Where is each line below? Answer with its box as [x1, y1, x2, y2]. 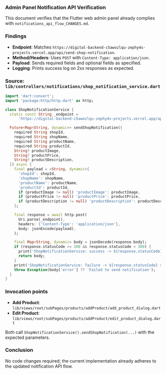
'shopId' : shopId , [18, 171, 56, 177]
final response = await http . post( [14, 212, 87, 218]
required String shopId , [14, 130, 65, 135]
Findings [5, 33, 27, 40]
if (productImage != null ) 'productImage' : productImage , [18, 189, 140, 194]
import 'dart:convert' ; [5, 93, 54, 98]
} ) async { [9, 162, 32, 167]
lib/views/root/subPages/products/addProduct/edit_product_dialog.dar [12, 316, 161, 321]
